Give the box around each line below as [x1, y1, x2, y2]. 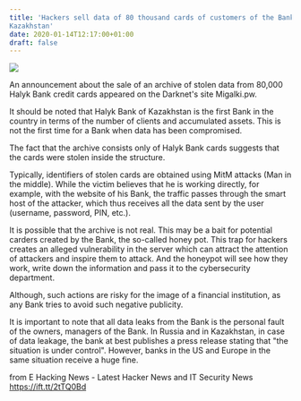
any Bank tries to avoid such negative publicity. [9, 299, 184, 310]
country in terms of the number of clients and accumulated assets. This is [9, 115, 281, 126]
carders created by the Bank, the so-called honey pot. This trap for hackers [9, 235, 288, 245]
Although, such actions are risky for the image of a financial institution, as [9, 290, 281, 301]
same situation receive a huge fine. [9, 354, 139, 365]
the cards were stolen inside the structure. [9, 152, 166, 163]
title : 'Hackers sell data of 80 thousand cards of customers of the [9, 13, 275, 22]
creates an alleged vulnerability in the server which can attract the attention [9, 243, 288, 255]
